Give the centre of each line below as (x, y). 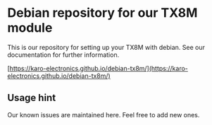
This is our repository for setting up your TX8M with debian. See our (106, 47)
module (30, 28)
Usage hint (32, 98)
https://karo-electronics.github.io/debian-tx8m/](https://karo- (99, 68)
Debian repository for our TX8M (102, 13)
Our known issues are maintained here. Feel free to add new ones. (104, 114)
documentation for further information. (63, 55)
